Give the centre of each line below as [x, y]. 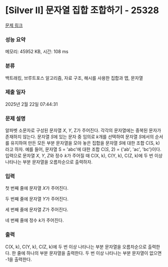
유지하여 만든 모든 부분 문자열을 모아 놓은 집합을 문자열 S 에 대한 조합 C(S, [82, 143]
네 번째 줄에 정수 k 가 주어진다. [34, 221]
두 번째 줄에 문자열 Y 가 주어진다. [37, 199]
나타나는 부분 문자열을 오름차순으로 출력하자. [49, 162]
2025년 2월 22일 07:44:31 [31, 104]
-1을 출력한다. [19, 259]
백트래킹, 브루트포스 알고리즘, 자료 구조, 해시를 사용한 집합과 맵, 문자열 [74, 78]
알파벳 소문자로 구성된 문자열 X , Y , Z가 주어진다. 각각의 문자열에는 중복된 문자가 [83, 130]
